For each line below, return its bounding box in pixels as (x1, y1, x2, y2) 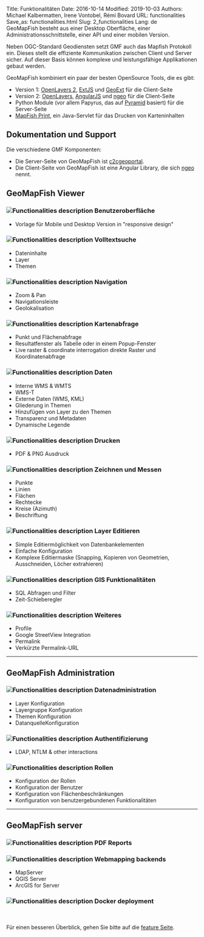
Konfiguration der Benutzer (15, 784, 83, 791)
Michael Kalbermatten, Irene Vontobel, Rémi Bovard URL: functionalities (6, 12, 185, 19)
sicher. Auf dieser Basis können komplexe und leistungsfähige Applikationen (6, 56, 197, 63)
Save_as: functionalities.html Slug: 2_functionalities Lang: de (6, 18, 157, 25)
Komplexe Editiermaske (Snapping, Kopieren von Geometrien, (15, 553, 170, 561)
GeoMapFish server (6, 820, 83, 830)
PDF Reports (94, 838, 132, 847)
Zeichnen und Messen (94, 465, 162, 473)
